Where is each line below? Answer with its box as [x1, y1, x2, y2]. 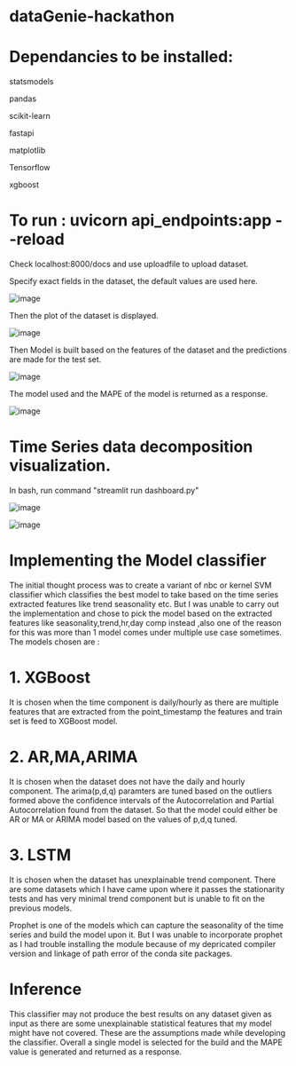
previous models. [9, 903, 73, 913]
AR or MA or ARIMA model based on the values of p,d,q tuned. [9, 814, 238, 825]
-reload [9, 229, 65, 249]
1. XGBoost [9, 667, 91, 688]
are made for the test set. [9, 354, 102, 365]
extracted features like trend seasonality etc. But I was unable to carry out [9, 598, 279, 609]
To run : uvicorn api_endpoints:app [9, 210, 272, 231]
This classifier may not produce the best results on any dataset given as [9, 1008, 272, 1019]
